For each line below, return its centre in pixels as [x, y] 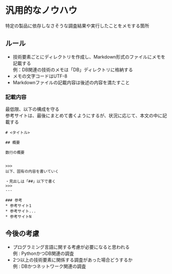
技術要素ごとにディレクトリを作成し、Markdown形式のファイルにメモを [89, 56]
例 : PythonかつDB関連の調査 [43, 253]
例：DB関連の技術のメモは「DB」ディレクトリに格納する [73, 69]
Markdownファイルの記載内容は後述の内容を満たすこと [71, 82]
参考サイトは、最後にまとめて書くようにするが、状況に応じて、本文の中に [84, 115]
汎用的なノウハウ [42, 11]
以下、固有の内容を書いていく [32, 172]
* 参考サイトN [18, 217]
